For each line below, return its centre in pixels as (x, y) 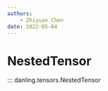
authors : (20, 14)
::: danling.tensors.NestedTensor (54, 80)
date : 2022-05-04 (32, 26)
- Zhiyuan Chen (42, 20)
